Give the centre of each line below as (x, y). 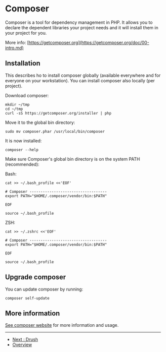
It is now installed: (23, 141)
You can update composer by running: (44, 289)
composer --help (22, 150)
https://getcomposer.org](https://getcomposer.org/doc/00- (89, 42)
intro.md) (14, 48)
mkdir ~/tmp (17, 105)
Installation (23, 63)
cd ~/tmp (14, 109)
